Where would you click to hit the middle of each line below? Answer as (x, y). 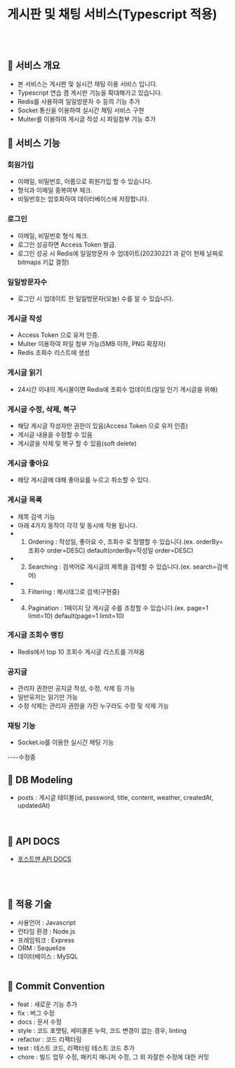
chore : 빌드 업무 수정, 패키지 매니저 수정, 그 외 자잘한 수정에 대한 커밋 (113, 1057)
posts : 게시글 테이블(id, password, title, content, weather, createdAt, (115, 798)
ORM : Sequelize (41, 948)
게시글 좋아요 (28, 463)
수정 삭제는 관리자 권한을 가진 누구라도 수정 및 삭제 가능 (93, 706)
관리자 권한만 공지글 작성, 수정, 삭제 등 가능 (76, 688)
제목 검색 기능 (36, 516)
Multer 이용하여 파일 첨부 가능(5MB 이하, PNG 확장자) (92, 344)
